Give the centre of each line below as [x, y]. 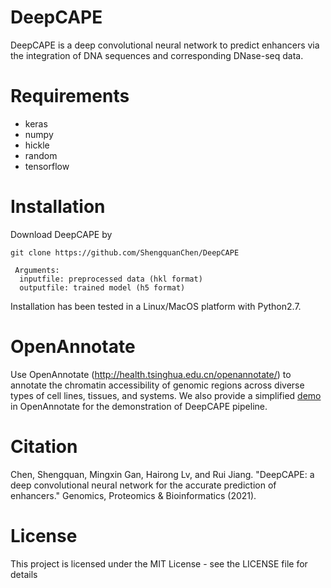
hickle [37, 145]
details [24, 574]
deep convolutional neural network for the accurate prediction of [143, 485]
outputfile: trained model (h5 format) [102, 287]
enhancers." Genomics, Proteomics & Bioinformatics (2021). [133, 495]
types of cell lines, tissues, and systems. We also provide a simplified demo [166, 395]
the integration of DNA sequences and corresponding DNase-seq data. [157, 55]
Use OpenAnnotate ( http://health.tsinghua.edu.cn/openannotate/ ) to [151, 374]
